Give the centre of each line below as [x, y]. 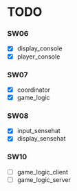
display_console [40, 48]
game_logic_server [44, 179]
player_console [38, 57]
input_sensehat [38, 131]
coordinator [33, 90]
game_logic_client [43, 172]
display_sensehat [41, 139]
